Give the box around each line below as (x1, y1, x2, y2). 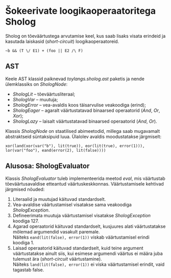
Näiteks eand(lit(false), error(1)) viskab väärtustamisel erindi (12, 234, 150, 240)
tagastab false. (12, 266, 44, 273)
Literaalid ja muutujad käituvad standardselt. (12, 196, 106, 202)
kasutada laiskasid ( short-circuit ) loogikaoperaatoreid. (5, 38, 119, 44)
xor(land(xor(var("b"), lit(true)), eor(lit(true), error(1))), (5, 143, 145, 148)
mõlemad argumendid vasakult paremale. (12, 228, 101, 235)
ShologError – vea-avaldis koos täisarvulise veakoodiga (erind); (12, 102, 146, 108)
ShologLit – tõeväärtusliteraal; (12, 91, 76, 97)
